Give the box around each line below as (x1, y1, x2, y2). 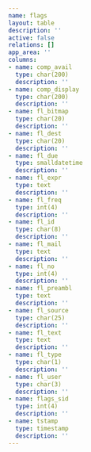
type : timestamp (15, 424, 69, 432)
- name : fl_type (8, 350, 62, 359)
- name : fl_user (8, 373, 62, 381)
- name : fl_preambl (8, 285, 73, 293)
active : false (8, 33, 55, 42)
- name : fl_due (8, 151, 59, 159)
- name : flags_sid (8, 395, 69, 403)
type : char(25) (15, 314, 66, 322)
